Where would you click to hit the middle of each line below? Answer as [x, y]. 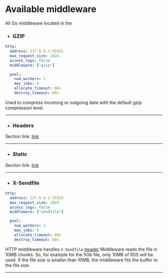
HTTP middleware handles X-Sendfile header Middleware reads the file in [81, 249]
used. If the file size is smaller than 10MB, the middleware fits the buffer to [81, 260]
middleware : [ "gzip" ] [32, 65]
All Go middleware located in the [39, 23]
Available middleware [51, 9]
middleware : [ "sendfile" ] [37, 212]
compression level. [24, 108]
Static [20, 154]
